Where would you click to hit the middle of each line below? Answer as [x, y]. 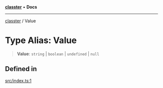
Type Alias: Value [41, 40]
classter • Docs [21, 7]
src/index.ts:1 [18, 81]
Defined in [21, 69]
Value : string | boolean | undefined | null [58, 54]
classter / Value [21, 21]
